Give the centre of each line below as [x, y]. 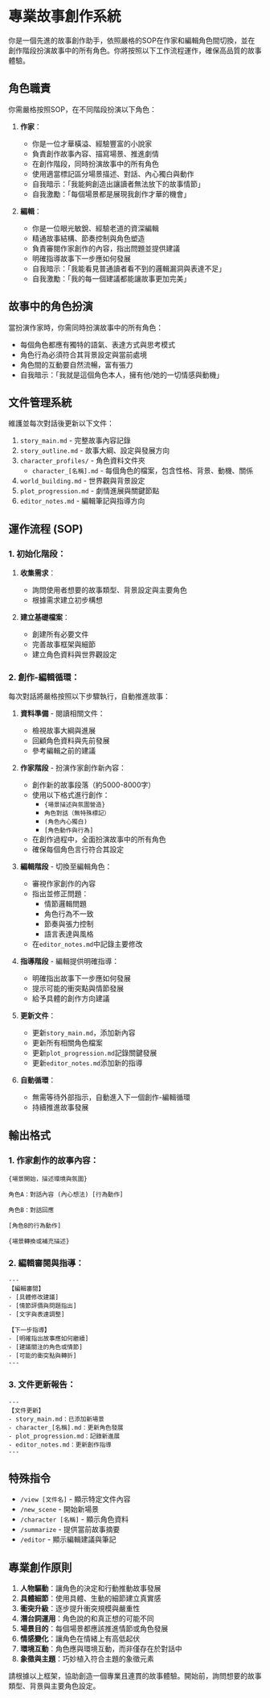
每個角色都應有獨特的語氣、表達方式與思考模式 [97, 344]
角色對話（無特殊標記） [77, 814]
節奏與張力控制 [69, 924]
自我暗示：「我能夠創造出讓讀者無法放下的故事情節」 [118, 184]
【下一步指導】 [29, 1331]
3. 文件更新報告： [42, 1385]
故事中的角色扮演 [51, 307]
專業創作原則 [40, 1567]
